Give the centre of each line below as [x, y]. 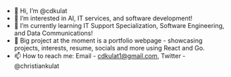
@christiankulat [37, 66]
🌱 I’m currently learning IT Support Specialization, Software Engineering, [119, 26]
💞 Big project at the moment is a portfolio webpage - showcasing [108, 41]
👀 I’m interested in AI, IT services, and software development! [103, 18]
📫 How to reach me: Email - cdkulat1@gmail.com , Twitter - [100, 56]
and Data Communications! [53, 33]
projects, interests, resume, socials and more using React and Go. [110, 48]
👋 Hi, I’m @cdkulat [40, 11]
